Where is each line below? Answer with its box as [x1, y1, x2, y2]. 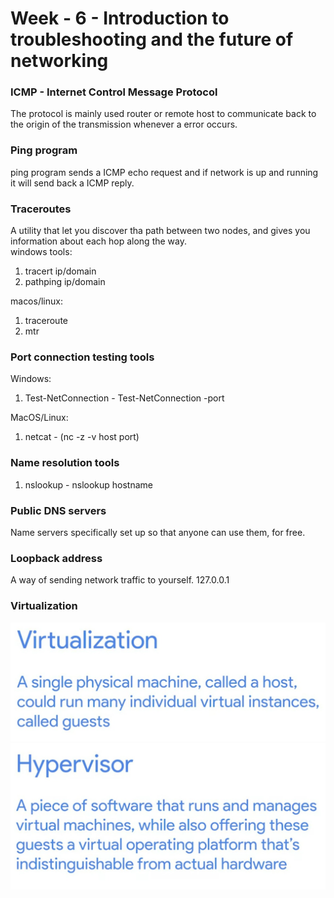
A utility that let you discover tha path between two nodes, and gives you [10, 225, 311, 237]
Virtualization [10, 599, 78, 613]
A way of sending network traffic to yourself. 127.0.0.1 [10, 574, 230, 586]
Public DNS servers [10, 503, 107, 517]
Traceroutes [10, 202, 72, 216]
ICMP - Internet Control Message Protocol [10, 85, 218, 99]
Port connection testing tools [10, 350, 155, 364]
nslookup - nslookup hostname [24, 478, 153, 491]
